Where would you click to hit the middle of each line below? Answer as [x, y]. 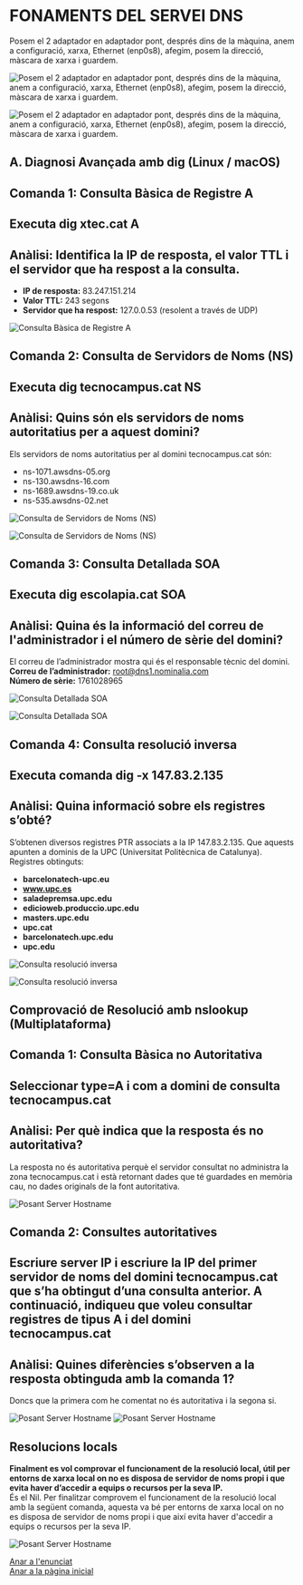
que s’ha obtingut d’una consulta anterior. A [136, 1292]
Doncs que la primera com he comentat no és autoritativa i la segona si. [143, 1401]
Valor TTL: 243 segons [66, 300]
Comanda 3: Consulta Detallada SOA [115, 564]
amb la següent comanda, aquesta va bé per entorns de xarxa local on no [147, 1507]
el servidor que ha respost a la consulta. [125, 269]
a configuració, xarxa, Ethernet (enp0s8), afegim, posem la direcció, [137, 50]
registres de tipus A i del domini [100, 1320]
